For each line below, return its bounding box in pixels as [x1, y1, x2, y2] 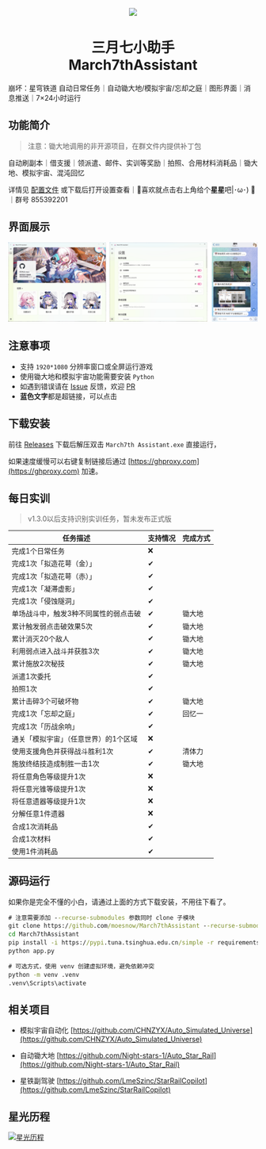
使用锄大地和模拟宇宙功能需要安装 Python [19, 371, 154, 381]
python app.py [8, 948, 55, 956]
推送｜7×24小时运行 [14, 93, 82, 102]
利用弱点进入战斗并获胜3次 [11, 646, 101, 656]
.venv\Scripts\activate [8, 979, 87, 987]
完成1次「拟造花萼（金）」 [11, 559, 97, 569]
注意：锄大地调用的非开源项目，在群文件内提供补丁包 [27, 141, 202, 151]
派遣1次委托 [11, 671, 51, 681]
